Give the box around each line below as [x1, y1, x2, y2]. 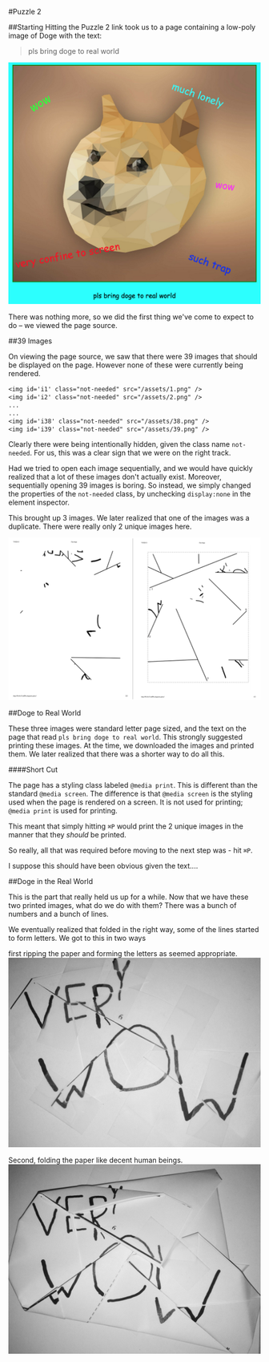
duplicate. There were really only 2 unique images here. [8, 521, 192, 531]
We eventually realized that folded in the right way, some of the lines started [8, 924, 259, 934]
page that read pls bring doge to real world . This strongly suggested [8, 732, 243, 741]
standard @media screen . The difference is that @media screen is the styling [8, 788, 254, 798]
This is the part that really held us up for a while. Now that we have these [8, 892, 249, 902]
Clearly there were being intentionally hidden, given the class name [8, 439, 231, 448]
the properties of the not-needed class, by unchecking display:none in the [8, 488, 251, 498]
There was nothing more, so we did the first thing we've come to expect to [8, 312, 255, 322]
